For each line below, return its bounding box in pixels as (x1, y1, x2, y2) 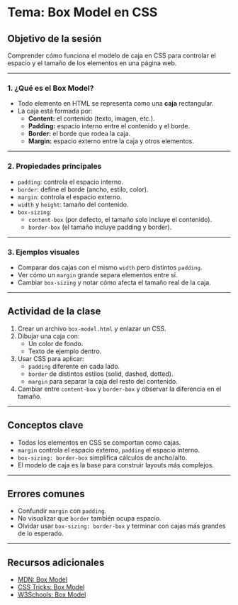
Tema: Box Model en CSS (7, 4, 158, 21)
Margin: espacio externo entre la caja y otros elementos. (28, 137, 195, 145)
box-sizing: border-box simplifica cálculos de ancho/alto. (17, 453, 188, 462)
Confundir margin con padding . (17, 506, 107, 515)
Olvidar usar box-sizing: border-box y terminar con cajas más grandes (17, 522, 226, 531)
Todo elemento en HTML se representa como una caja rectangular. (17, 99, 214, 108)
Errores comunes (7, 487, 85, 500)
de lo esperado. (17, 529, 64, 538)
